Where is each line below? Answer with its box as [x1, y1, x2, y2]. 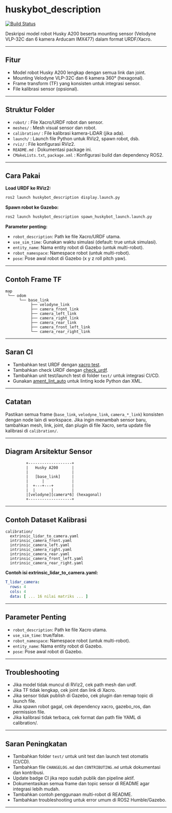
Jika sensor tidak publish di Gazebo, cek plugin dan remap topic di [12, 692, 154, 699]
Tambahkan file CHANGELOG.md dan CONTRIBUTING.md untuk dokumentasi [12, 764, 161, 770]
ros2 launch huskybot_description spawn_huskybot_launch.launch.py [5, 214, 153, 219]
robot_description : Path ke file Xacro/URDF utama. [12, 234, 121, 240]
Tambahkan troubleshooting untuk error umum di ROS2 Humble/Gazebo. [12, 797, 166, 803]
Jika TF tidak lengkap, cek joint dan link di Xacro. [12, 687, 116, 693]
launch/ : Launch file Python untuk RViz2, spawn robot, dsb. [12, 135, 140, 142]
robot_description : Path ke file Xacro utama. [12, 627, 107, 633]
